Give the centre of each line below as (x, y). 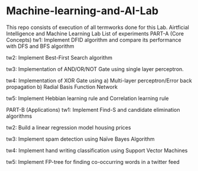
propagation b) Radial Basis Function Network (62, 86)
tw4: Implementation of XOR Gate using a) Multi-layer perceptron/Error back (99, 80)
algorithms (19, 116)
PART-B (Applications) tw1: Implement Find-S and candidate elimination (93, 109)
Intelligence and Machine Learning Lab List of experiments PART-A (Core (95, 33)
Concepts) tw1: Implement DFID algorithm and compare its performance (94, 40)
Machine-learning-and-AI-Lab (82, 11)
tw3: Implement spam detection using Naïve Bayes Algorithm (80, 139)
